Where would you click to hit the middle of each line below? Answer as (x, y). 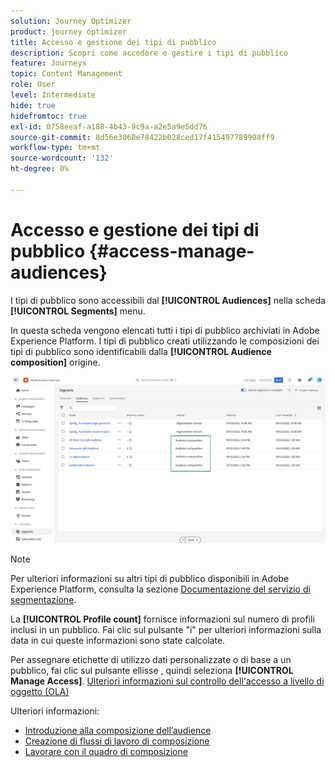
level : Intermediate (53, 95)
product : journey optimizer (69, 31)
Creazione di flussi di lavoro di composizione (117, 741)
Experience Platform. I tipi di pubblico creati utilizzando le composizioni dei (165, 341)
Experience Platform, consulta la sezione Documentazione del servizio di (160, 589)
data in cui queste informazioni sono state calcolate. (118, 641)
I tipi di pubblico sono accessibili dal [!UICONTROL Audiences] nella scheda (168, 300)
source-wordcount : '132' (62, 158)
